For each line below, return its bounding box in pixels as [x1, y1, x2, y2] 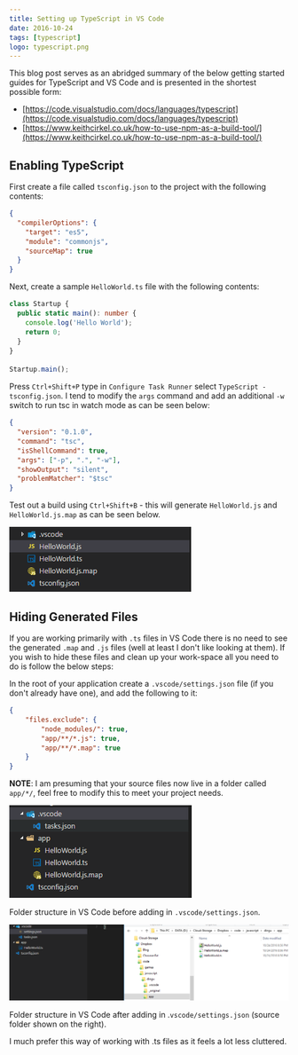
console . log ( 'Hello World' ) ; [25, 318, 133, 327]
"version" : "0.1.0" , [17, 428, 93, 437]
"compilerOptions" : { [17, 218, 98, 227]
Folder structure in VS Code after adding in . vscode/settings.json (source [9, 1010, 280, 1020]
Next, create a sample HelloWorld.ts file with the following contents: [9, 281, 260, 292]
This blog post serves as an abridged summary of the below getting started [9, 67, 286, 79]
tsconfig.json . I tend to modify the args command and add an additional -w [9, 390, 285, 401]
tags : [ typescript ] [9, 33, 82, 42]
